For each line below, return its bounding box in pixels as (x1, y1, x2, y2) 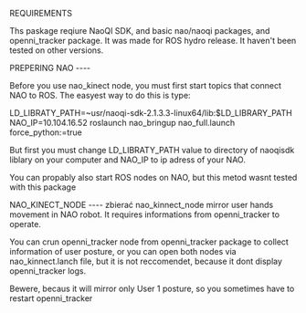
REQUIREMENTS (9, 8, 73, 18)
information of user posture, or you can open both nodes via (9, 246, 237, 256)
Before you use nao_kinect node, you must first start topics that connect (9, 80, 281, 90)
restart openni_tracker (9, 293, 93, 304)
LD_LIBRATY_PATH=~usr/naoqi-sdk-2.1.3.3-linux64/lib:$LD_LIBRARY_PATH (9, 108, 292, 118)
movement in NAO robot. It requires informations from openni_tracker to (9, 209, 280, 220)
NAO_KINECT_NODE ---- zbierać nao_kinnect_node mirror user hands (9, 200, 274, 210)
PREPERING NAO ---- (9, 63, 91, 73)
